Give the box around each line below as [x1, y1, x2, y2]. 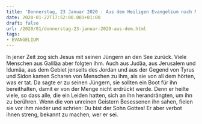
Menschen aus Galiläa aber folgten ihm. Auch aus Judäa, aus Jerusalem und [6, 60, 196, 67]
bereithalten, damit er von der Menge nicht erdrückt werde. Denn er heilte [6, 85, 189, 92]
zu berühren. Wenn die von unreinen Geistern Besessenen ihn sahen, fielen [6, 98, 194, 105]
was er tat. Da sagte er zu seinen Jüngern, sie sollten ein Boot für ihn [6, 79, 177, 86]
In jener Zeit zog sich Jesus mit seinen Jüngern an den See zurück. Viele [6, 54, 187, 60]
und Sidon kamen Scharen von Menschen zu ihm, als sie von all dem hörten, [6, 73, 195, 79]
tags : [6, 31, 20, 37]
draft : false [6, 20, 39, 26]
